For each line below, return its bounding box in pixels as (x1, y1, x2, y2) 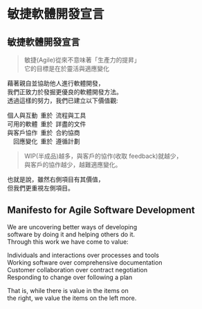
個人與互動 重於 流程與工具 (7, 112, 86, 119)
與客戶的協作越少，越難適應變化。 (24, 161, 122, 168)
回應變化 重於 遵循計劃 (13, 137, 80, 145)
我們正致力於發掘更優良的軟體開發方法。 (7, 88, 122, 96)
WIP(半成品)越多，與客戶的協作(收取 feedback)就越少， (24, 152, 183, 160)
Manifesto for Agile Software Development (7, 204, 195, 216)
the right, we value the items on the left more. (7, 294, 137, 302)
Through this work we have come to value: (7, 237, 129, 246)
